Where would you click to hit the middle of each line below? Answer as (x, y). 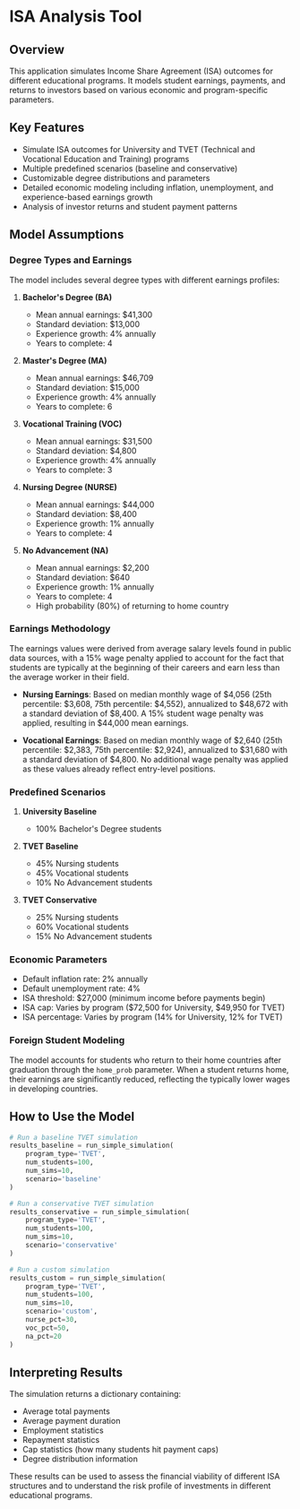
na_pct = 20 (44, 1336)
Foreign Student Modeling (67, 1040)
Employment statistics (63, 1430)
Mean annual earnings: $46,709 (94, 377)
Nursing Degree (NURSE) (70, 487)
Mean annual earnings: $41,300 (94, 315)
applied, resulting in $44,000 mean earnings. (106, 722)
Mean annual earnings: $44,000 (95, 504)
